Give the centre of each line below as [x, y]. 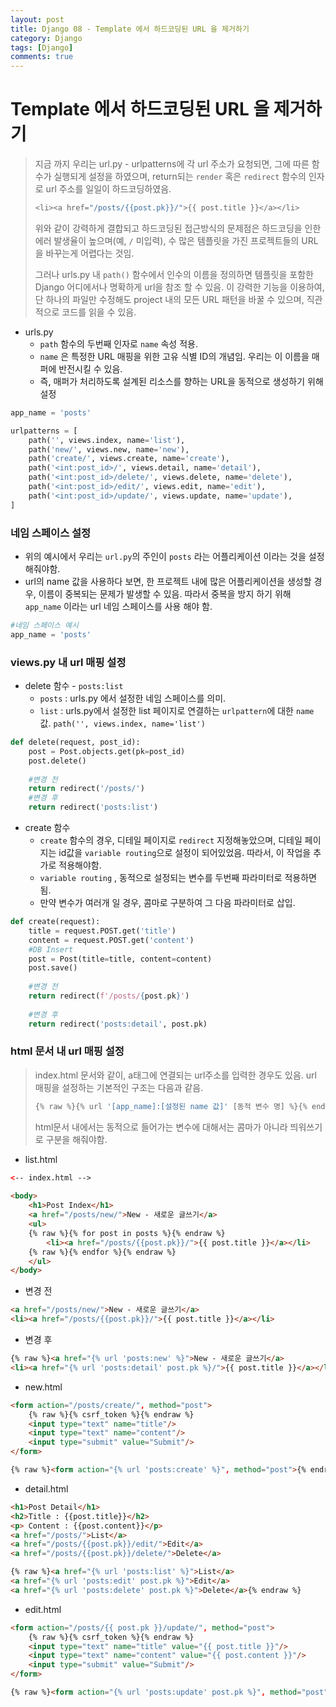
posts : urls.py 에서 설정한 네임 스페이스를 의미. [133, 698]
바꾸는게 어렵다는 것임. [90, 253]
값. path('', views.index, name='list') [122, 723]
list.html [41, 1159]
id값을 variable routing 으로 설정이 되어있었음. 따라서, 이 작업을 [185, 853]
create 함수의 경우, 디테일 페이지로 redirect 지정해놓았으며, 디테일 [171, 840]
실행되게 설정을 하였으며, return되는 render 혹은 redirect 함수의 [180, 177]
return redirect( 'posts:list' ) [93, 807]
